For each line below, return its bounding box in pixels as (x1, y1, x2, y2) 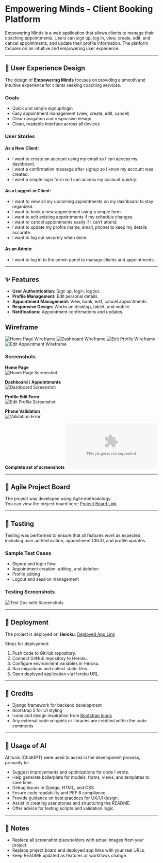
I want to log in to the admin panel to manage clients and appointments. (12, 257, 155, 262)
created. (12, 171, 29, 177)
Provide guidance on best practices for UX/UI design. (12, 795, 119, 801)
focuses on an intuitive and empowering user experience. (5, 45, 120, 51)
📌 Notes (5, 824, 30, 832)
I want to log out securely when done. (12, 235, 88, 240)
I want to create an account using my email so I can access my (12, 156, 138, 162)
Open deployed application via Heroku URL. (12, 671, 100, 677)
